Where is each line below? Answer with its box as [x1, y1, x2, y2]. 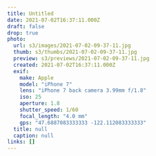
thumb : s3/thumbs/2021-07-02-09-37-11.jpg [13, 49, 137, 56]
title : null [13, 126, 48, 133]
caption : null [13, 132, 54, 139]
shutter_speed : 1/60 [19, 106, 79, 113]
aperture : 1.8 [19, 100, 60, 107]
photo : [7, 36, 26, 43]
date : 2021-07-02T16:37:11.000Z [7, 17, 100, 23]
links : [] [7, 139, 36, 146]
